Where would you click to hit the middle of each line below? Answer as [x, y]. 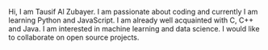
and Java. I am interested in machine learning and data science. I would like [134, 29]
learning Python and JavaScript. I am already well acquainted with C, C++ [131, 20]
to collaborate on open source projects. [74, 37]
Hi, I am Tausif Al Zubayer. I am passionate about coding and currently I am [133, 12]
